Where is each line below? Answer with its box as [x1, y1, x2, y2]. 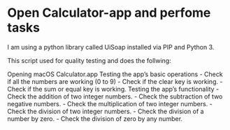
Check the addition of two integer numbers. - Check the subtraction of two [7, 92, 223, 101]
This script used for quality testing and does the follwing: [7, 56, 171, 64]
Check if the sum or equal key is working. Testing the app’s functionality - [7, 85, 220, 93]
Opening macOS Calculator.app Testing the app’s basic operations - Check [7, 70, 223, 78]
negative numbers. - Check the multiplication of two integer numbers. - [7, 99, 213, 108]
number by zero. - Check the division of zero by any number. [7, 114, 183, 123]
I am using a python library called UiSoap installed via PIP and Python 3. [7, 43, 215, 51]
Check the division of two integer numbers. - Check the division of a [7, 107, 204, 115]
